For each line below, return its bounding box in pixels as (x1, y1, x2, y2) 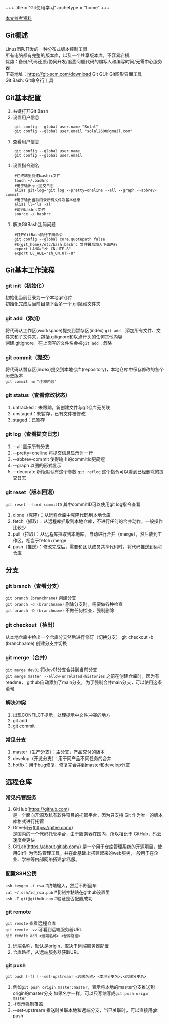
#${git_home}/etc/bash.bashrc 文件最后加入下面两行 (14, 242, 118, 247)
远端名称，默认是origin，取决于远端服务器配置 (12, 943, 109, 949)
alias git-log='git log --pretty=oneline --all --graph (14, 188, 135, 193)
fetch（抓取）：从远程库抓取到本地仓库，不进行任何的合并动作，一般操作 (12, 518, 163, 524)
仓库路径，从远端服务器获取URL (12, 949, 79, 955)
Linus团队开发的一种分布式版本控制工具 (5, 46, 88, 52)
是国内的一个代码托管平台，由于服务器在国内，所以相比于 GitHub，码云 (12, 831, 162, 837)
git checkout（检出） (5, 621, 58, 629)
